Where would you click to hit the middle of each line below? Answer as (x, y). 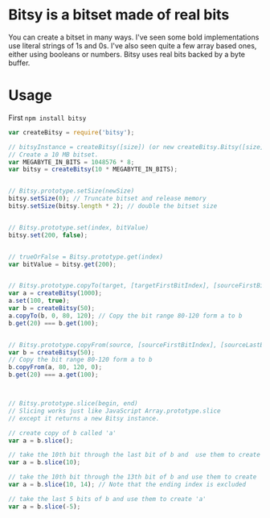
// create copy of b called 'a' (62, 433)
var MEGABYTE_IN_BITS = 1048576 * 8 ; (72, 162)
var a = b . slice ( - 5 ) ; (45, 506)
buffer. (19, 63)
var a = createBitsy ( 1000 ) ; (55, 293)
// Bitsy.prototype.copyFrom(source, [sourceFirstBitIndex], (113, 345)
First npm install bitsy (47, 118)
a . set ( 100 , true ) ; (39, 301)
